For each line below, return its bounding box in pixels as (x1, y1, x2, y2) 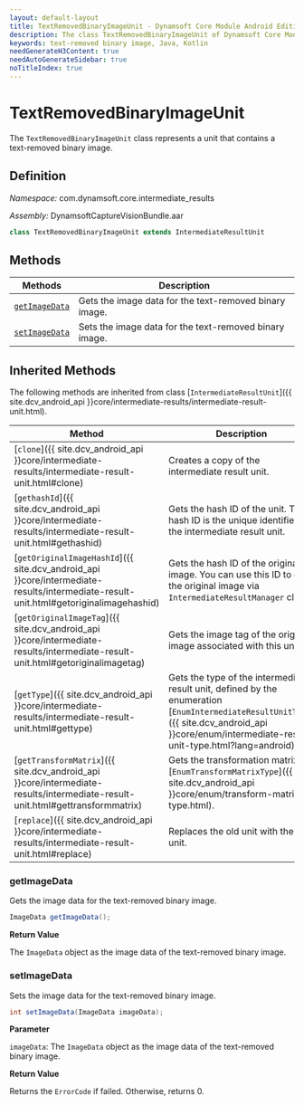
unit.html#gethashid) (14, 537, 102, 549)
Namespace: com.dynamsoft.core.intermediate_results (9, 192, 215, 204)
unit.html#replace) (14, 848, 92, 861)
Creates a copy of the (168, 454, 261, 467)
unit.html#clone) (14, 477, 84, 490)
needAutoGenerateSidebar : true (9, 55, 128, 64)
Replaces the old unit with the (168, 825, 294, 838)
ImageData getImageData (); (9, 913, 111, 922)
